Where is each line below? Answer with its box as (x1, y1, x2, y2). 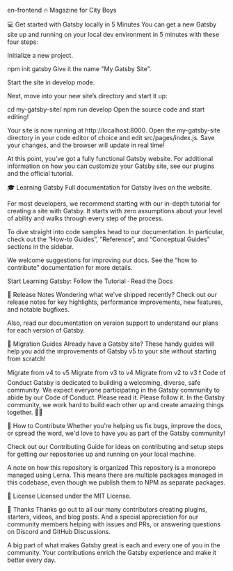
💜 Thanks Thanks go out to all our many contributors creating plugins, (7, 505, 207, 513)
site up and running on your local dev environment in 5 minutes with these (7, 31, 220, 38)
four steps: (7, 38, 38, 46)
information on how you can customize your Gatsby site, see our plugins (7, 162, 215, 170)
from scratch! (7, 355, 47, 363)
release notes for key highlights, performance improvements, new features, (7, 298, 223, 306)
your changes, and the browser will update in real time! (7, 141, 165, 149)
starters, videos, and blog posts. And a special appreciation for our (7, 512, 199, 521)
